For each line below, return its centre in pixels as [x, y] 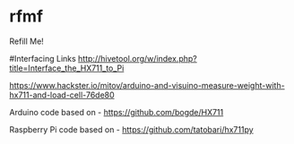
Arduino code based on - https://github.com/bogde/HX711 [117, 112]
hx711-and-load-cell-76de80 [62, 95]
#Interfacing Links [43, 58]
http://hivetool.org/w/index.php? [137, 58]
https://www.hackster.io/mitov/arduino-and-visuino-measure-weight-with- [147, 85]
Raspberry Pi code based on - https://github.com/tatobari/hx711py [131, 129]
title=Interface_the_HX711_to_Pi [67, 68]
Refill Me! [27, 41]
